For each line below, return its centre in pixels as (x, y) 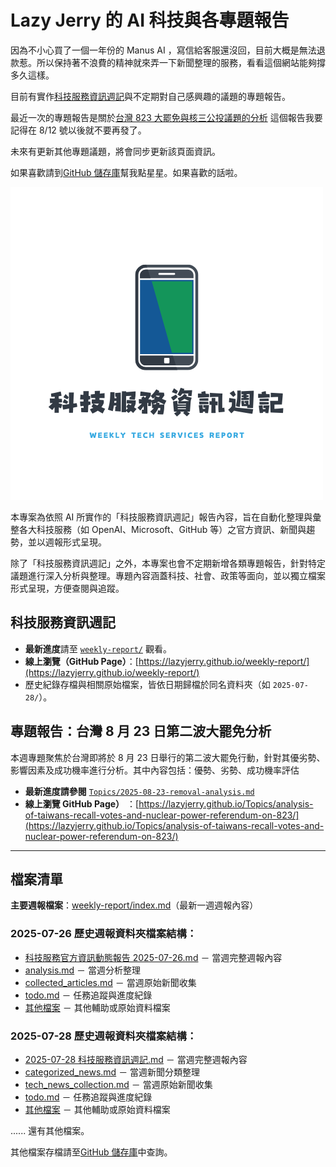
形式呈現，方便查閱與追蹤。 (67, 588)
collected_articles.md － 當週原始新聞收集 (110, 982)
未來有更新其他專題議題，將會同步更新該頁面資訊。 (115, 151)
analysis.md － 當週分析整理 (83, 970)
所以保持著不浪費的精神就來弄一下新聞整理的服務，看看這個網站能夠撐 (181, 62)
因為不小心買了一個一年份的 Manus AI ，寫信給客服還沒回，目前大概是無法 (163, 50)
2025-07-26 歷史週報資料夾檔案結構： (104, 934)
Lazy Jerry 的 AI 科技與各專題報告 (150, 20)
